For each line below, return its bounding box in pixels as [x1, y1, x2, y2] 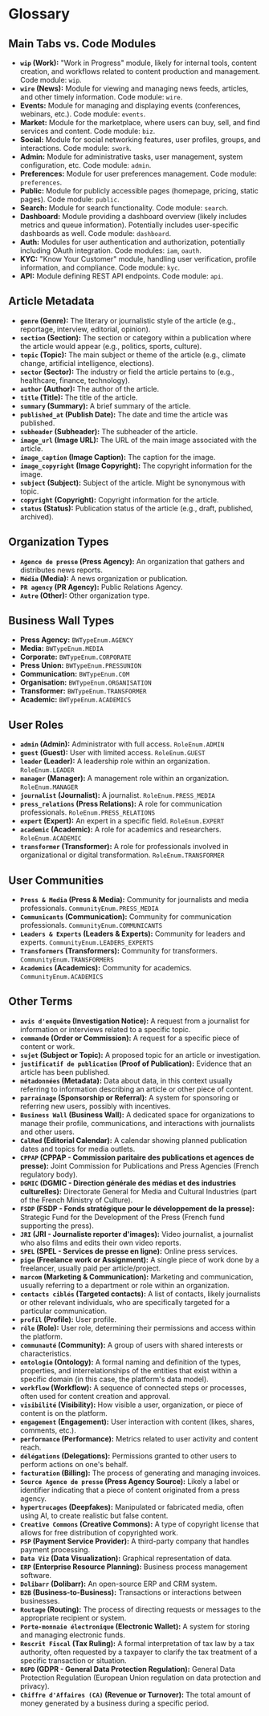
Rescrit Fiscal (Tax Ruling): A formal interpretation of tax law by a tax [19, 1638, 255, 1648]
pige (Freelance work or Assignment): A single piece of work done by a [19, 1254, 259, 1264]
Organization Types [8, 535, 109, 549]
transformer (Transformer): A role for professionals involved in [19, 842, 229, 852]
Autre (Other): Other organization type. [19, 591, 150, 600]
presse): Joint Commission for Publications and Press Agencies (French [19, 1161, 259, 1170]
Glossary [8, 5, 71, 23]
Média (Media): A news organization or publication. [19, 573, 188, 583]
